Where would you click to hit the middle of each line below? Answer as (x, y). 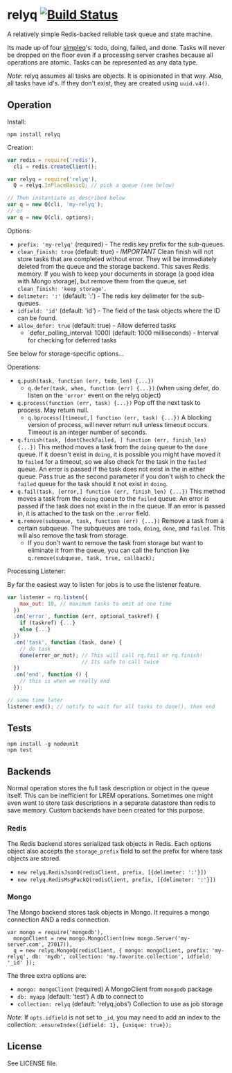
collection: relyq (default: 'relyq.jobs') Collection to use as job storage (120, 1004)
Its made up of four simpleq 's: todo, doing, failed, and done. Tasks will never (116, 47)
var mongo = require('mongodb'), (55, 932)
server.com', (26, 945)
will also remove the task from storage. (73, 535)
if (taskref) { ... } (48, 623)
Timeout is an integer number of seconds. (87, 432)
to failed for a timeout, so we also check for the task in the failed (111, 461)
